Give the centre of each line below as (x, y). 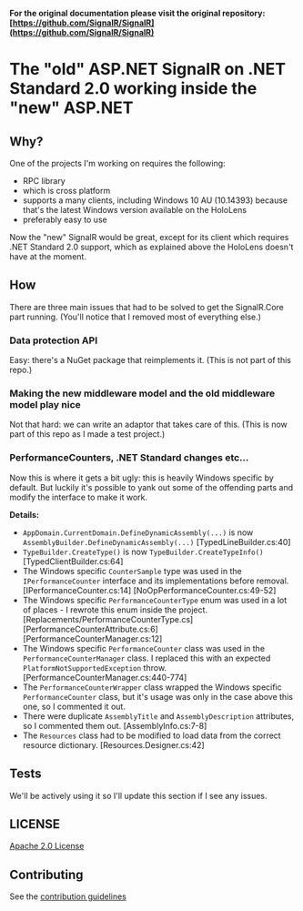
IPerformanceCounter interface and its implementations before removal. (156, 581)
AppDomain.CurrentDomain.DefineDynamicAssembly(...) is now (138, 532)
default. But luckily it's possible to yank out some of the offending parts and (151, 487)
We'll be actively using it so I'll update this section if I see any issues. (138, 795)
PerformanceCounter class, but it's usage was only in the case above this (158, 696)
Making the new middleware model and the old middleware (142, 393)
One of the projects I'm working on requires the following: (117, 163)
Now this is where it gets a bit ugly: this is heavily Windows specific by (142, 478)
